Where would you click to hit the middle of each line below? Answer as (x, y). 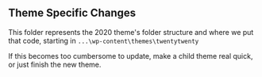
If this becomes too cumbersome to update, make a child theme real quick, (131, 56)
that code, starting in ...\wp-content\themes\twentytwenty (104, 40)
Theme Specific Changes (72, 13)
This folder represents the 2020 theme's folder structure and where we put (131, 32)
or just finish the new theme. (55, 64)
